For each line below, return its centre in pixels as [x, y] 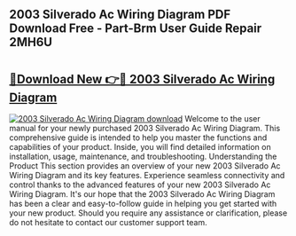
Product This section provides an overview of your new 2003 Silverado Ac [145, 166]
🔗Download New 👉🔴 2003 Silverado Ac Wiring [142, 79]
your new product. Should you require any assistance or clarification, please [148, 213]
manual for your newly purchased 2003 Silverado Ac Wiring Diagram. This [145, 128]
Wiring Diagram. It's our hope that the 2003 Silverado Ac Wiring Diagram [142, 194]
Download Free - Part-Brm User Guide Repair [136, 29]
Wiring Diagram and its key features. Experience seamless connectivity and [147, 175]
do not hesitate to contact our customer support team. [108, 222]
